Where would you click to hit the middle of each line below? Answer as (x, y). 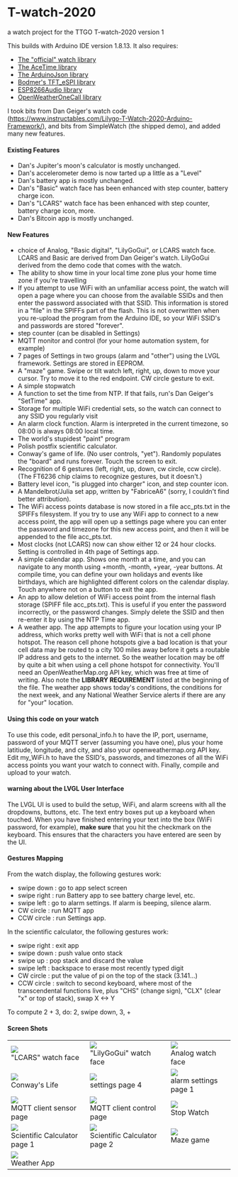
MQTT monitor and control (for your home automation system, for (113, 341)
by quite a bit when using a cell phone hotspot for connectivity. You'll (118, 665)
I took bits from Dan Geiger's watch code (67, 111)
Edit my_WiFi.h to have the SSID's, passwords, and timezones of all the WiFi (118, 757)
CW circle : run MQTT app (56, 910)
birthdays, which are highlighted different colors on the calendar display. (123, 582)
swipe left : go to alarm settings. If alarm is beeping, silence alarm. (114, 902)
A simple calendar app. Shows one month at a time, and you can (112, 559)
